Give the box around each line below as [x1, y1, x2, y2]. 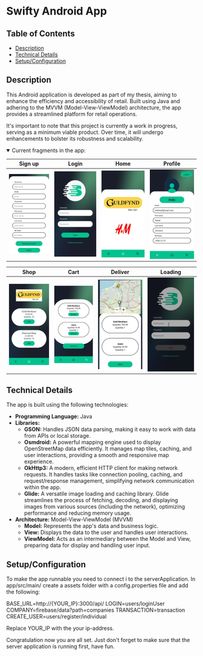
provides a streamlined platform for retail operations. [6, 110, 138, 118]
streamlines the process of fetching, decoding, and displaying [24, 497, 178, 504]
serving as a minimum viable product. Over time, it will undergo [6, 129, 164, 136]
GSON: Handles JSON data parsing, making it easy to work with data [24, 426, 196, 433]
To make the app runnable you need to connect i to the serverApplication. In [6, 575, 196, 583]
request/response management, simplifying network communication [24, 477, 195, 484]
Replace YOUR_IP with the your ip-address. [6, 624, 115, 632]
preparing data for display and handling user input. [24, 541, 150, 549]
